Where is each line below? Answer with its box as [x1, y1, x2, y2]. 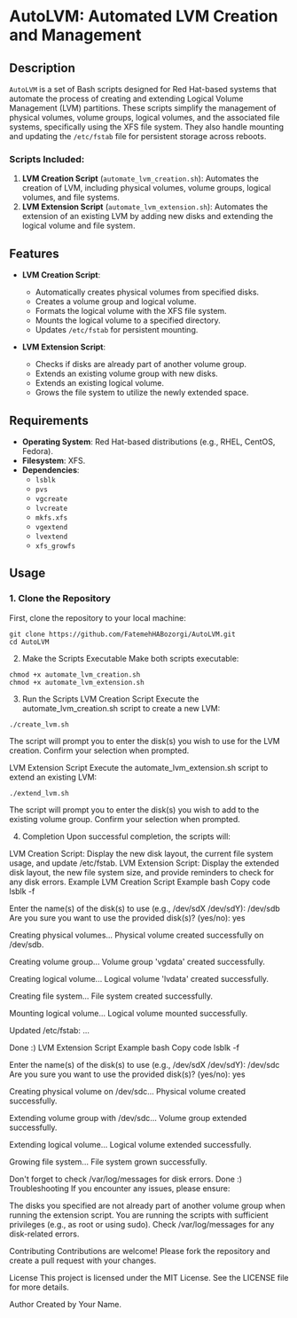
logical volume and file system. [21, 220, 136, 231]
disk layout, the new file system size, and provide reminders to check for [9, 867, 275, 877]
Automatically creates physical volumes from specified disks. [35, 286, 260, 298]
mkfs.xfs [35, 513, 68, 522]
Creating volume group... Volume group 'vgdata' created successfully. [9, 956, 266, 967]
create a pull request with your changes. [9, 1255, 157, 1266]
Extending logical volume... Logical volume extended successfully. [9, 1139, 252, 1149]
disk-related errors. [9, 1228, 80, 1239]
